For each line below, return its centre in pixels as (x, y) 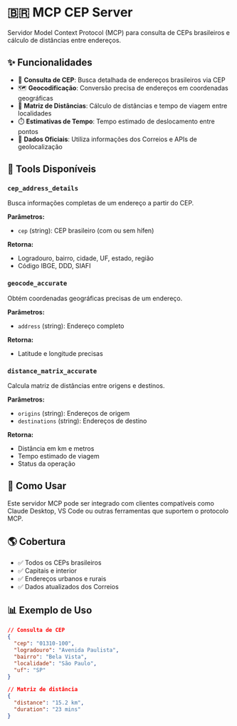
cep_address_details (43, 189)
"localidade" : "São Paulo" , (56, 663)
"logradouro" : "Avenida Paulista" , (67, 650)
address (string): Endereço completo (71, 326)
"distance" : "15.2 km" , (49, 703)
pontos (28, 131)
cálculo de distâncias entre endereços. (64, 40)
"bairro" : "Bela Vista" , (51, 657)
